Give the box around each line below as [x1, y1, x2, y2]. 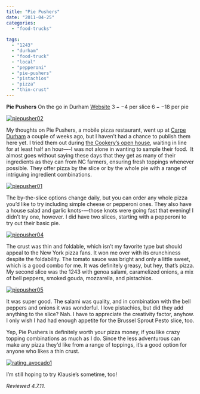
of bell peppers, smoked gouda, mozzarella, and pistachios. [6, 274, 153, 281]
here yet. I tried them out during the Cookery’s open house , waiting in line [6, 139, 187, 146]
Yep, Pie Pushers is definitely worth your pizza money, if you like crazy [6, 328, 180, 335]
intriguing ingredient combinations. [6, 171, 93, 178]
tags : [6, 37, 20, 43]
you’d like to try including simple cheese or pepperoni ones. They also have [6, 200, 192, 207]
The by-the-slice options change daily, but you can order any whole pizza [6, 194, 188, 201]
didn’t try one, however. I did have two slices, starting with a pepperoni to [6, 213, 187, 220]
